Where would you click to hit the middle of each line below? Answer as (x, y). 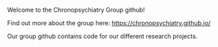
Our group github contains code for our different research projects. (102, 36)
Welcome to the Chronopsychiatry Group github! (76, 10)
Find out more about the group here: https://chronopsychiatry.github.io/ (109, 23)
